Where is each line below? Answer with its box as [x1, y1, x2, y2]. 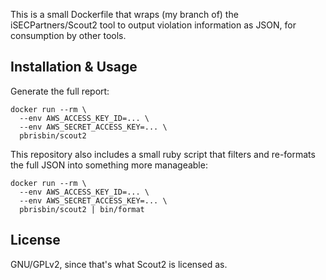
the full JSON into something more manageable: [10, 159, 208, 171]
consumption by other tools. [10, 30, 127, 41]
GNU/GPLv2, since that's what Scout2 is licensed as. [10, 258, 228, 270]
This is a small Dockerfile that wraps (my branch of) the [10, 9, 239, 20]
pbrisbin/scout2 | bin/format [19, 204, 145, 214]
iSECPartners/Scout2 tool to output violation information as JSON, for [10, 19, 297, 31]
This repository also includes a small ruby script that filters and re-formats [10, 148, 316, 160]
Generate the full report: [10, 85, 110, 97]
